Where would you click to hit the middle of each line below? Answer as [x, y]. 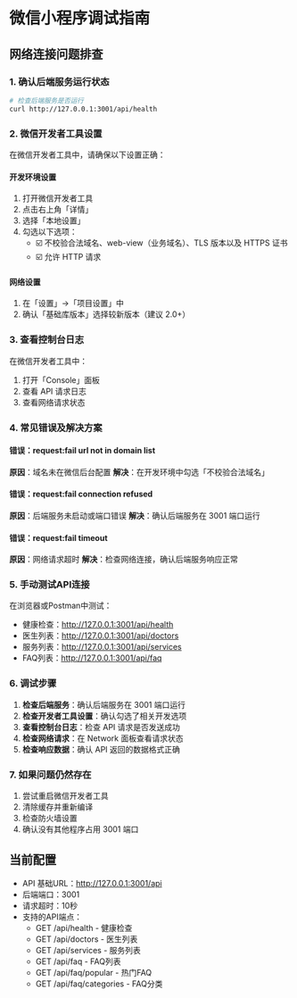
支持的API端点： [52, 917]
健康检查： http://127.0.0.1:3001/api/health [98, 625]
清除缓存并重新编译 [58, 807]
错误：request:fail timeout [59, 537]
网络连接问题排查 [56, 54]
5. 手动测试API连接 [50, 585]
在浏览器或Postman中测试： [61, 606]
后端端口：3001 [51, 894]
